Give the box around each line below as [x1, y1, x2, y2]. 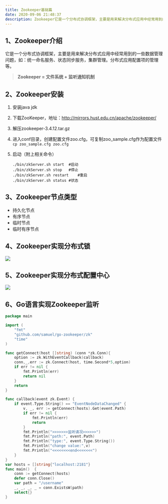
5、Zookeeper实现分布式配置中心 [5, 271, 110, 280]
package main [5, 314, 32, 319]
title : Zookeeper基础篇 [5, 7, 52, 13]
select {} [14, 489, 32, 495]
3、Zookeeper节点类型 [5, 193, 77, 201]
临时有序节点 [12, 226, 39, 232]
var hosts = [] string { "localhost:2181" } [5, 462, 91, 467]
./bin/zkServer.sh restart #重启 [12, 173, 87, 178]
